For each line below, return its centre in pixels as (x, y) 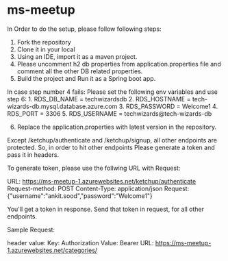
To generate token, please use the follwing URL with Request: (94, 168)
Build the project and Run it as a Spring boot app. (86, 78)
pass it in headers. (33, 154)
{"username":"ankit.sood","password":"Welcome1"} (80, 196)
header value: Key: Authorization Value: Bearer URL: (80, 243)
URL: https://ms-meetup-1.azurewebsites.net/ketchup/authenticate (102, 181)
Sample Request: (31, 229)
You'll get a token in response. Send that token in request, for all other (105, 209)
